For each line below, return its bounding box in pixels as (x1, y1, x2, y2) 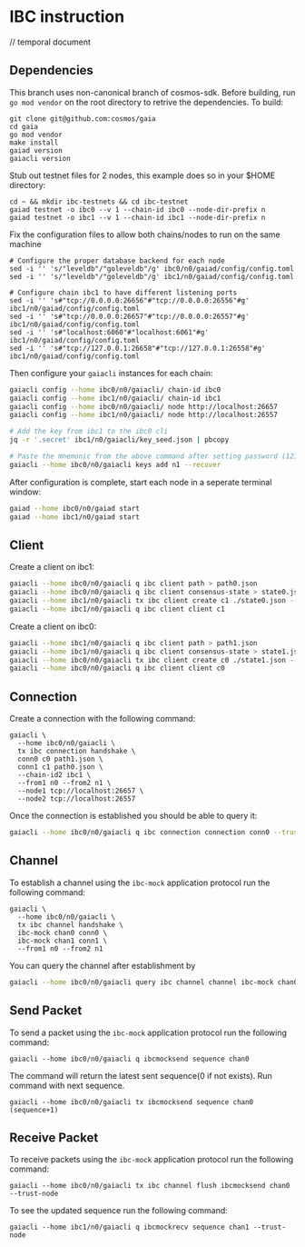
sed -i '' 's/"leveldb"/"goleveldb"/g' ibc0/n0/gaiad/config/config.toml (9, 264, 295, 274)
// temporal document (9, 36, 91, 47)
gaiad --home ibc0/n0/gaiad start (9, 504, 141, 513)
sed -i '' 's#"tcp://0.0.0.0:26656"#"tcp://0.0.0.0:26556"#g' (9, 295, 250, 305)
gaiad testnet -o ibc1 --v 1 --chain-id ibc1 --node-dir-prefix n (9, 213, 266, 222)
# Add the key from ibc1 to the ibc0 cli (9, 427, 169, 436)
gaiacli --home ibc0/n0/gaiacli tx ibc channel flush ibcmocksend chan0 (9, 1182, 290, 1191)
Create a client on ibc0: (9, 621, 97, 632)
